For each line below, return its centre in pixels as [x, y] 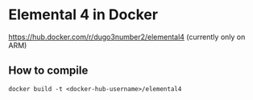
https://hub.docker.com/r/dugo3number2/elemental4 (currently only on [127, 37]
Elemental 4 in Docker [83, 15]
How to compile [48, 71]
